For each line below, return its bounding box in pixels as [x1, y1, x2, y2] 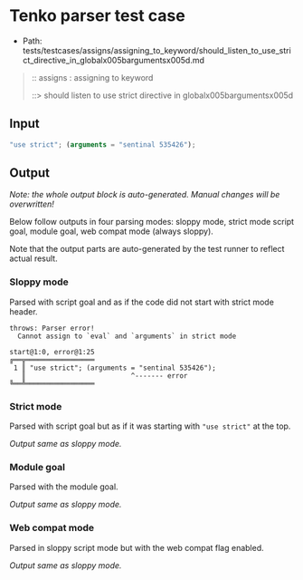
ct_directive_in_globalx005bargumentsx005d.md [22, 54, 205, 65]
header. [9, 305, 38, 317]
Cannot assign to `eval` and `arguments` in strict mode [17, 332, 237, 341]
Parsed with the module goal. [9, 481, 119, 492]
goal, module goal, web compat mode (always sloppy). [9, 226, 214, 237]
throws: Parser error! [9, 324, 95, 333]
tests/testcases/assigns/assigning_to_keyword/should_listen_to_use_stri [22, 44, 291, 55]
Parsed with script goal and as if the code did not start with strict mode [9, 296, 274, 307]
